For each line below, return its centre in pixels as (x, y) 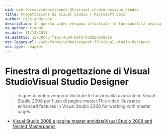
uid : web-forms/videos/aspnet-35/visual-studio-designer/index (72, 10)
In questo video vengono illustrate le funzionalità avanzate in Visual (86, 95)
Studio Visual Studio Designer (67, 82)
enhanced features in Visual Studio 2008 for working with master (84, 106)
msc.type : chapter (24, 47)
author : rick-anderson (29, 19)
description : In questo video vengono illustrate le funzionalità (75, 24)
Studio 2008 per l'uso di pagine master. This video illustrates (79, 101)
